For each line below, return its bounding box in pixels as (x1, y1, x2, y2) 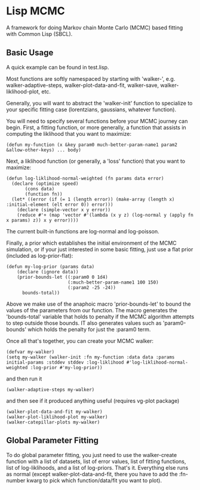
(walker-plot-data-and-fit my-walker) (6, 409, 103, 415)
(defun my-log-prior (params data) (6, 263, 95, 270)
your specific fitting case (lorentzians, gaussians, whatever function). (6, 106, 177, 113)
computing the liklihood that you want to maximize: (6, 130, 131, 137)
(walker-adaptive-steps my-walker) (6, 386, 95, 392)
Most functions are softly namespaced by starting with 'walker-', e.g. (6, 75, 176, 82)
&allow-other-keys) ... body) (6, 147, 82, 153)
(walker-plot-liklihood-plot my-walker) (6, 414, 109, 420)
